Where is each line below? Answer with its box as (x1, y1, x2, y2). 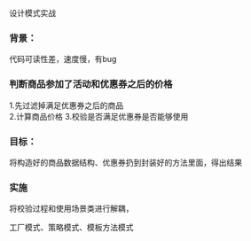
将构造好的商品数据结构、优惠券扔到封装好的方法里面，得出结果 (9, 157, 242, 167)
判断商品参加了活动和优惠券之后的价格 (9, 78, 173, 90)
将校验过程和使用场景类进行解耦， (9, 203, 134, 214)
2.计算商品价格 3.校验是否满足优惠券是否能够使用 (9, 111, 189, 121)
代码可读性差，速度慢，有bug (9, 54, 117, 65)
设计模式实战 (9, 8, 56, 18)
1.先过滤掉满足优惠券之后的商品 (9, 100, 124, 111)
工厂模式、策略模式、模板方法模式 (9, 222, 134, 233)
